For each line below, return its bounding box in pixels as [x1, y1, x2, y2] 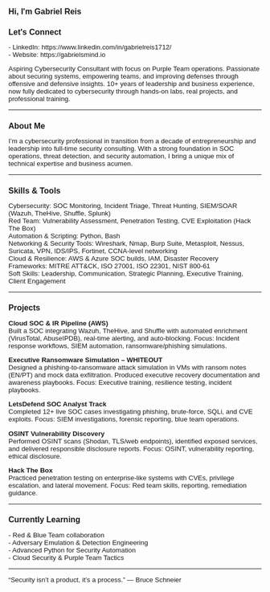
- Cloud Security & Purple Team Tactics [8, 553, 125, 561]
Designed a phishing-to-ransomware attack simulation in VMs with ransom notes [8, 363, 247, 372]
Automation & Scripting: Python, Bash [8, 231, 121, 240]
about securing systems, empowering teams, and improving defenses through [8, 72, 239, 81]
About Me [8, 120, 46, 131]
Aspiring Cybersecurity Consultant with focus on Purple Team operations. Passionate [8, 64, 260, 73]
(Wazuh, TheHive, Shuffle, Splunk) [8, 209, 111, 218]
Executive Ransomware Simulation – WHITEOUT [8, 355, 163, 364]
